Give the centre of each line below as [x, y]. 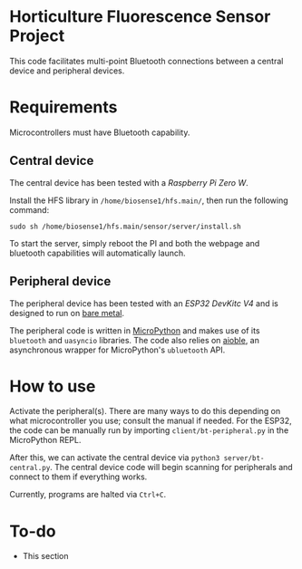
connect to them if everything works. [78, 477]
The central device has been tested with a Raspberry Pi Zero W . [129, 182]
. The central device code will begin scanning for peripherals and [171, 468]
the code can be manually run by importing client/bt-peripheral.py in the [149, 430]
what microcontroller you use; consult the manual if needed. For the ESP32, [151, 421]
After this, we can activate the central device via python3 [115, 458]
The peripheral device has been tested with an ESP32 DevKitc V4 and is [144, 303]
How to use [53, 386]
